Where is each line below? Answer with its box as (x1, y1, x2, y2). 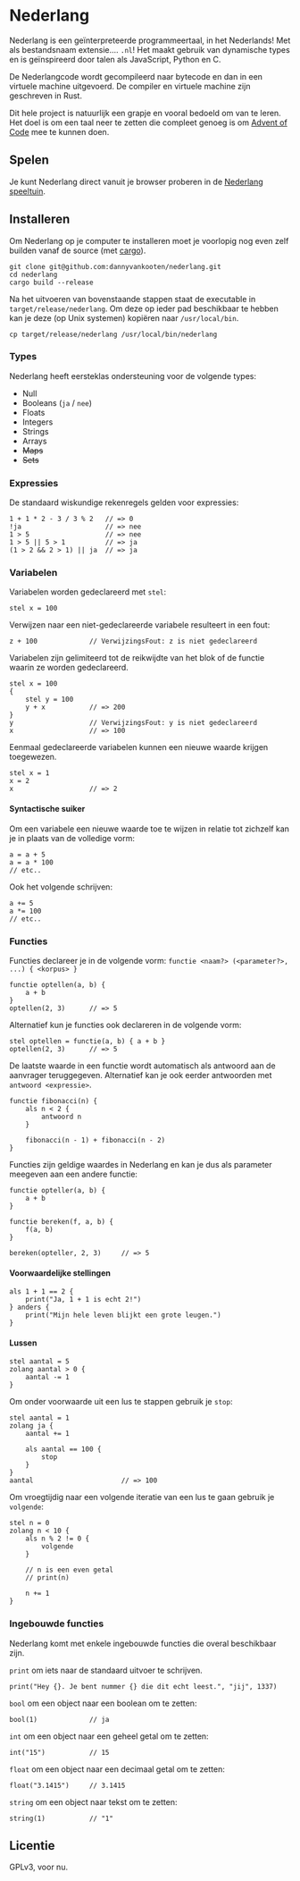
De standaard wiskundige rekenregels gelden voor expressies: (9, 497, 239, 508)
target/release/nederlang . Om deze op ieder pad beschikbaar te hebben (9, 303, 279, 314)
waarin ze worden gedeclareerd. (9, 662, 129, 673)
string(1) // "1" (9, 1814, 114, 1823)
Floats (21, 407, 46, 418)
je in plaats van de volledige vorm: (9, 832, 136, 843)
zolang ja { (9, 1421, 54, 1430)
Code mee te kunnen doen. (9, 126, 110, 137)
